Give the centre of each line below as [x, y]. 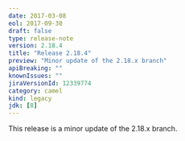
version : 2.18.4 [35, 46]
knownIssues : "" [35, 76]
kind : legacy [30, 98]
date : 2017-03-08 [37, 16]
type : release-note [41, 38]
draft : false [30, 31]
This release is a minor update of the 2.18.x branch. [93, 129]
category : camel [35, 91]
